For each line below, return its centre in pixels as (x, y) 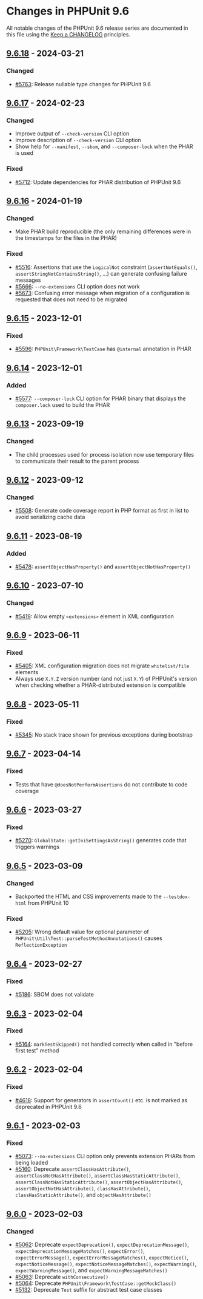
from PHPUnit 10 (48, 903)
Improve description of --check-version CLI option (78, 140)
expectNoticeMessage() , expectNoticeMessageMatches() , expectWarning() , (106, 1264)
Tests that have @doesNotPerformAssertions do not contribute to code (101, 784)
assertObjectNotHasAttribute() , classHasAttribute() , (82, 1188)
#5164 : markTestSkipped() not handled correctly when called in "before (104, 1044)
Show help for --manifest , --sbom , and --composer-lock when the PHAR (104, 146)
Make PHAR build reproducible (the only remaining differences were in (103, 231)
